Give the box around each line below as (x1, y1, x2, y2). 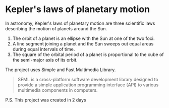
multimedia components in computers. (17, 87, 98, 93)
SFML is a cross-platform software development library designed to (17, 76, 158, 82)
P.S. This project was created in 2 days (5, 97, 87, 103)
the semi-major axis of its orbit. (12, 57, 78, 63)
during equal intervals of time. (12, 46, 75, 52)
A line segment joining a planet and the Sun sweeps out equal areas (12, 40, 154, 46)
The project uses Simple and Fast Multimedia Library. (5, 67, 116, 73)
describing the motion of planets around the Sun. (5, 25, 107, 31)
